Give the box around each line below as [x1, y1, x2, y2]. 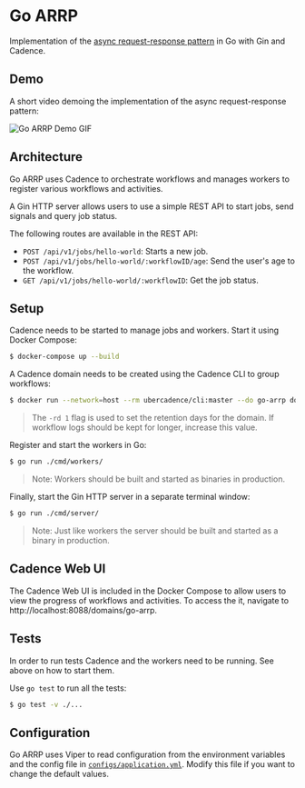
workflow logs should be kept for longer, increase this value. [31, 422, 258, 433]
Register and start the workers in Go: [9, 440, 147, 451]
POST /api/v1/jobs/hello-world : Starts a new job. [22, 245, 209, 256]
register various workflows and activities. [9, 183, 163, 194]
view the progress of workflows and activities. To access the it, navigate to [9, 594, 289, 605]
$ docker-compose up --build [9, 352, 120, 362]
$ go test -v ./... [9, 700, 84, 709]
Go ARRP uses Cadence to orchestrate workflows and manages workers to [9, 174, 290, 185]
